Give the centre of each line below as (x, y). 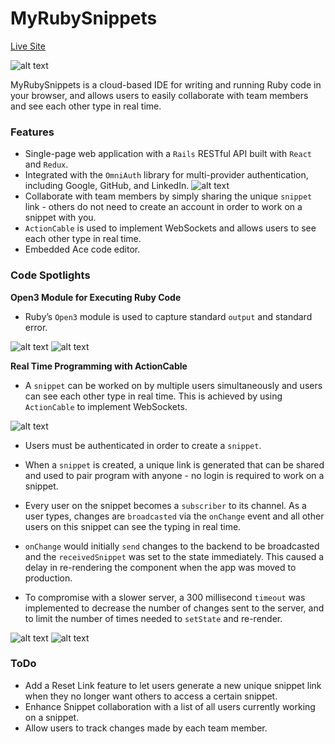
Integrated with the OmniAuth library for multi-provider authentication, (166, 175)
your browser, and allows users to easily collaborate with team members (159, 95)
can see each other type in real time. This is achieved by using (153, 396)
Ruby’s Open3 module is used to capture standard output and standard (168, 316)
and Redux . (46, 164)
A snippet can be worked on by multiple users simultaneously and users (173, 385)
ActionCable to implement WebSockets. (106, 406)
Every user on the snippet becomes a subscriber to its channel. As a (165, 505)
